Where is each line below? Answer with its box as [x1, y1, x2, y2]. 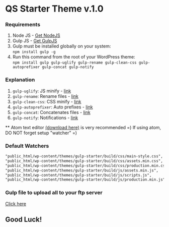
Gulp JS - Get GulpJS [12, 38, 57, 44]
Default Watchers [5, 142, 49, 149]
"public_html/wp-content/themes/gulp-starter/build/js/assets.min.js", [5, 167, 158, 173]
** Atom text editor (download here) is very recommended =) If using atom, [5, 124, 161, 130]
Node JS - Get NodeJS [12, 32, 60, 38]
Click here [5, 200, 27, 207]
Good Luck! [5, 215, 42, 224]
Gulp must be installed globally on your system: [12, 43, 111, 49]
